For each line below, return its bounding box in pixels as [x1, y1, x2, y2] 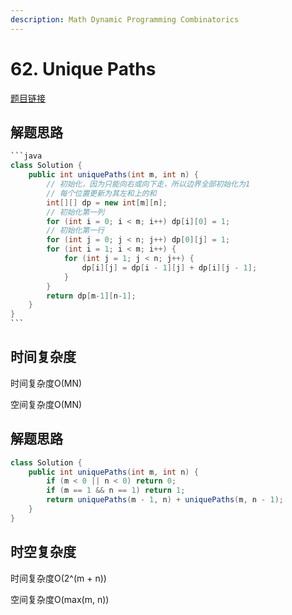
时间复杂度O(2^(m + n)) [10, 572, 107, 584]
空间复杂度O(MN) [10, 398, 83, 410]
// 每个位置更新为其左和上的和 [46, 188, 157, 198]
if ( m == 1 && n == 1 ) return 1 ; [46, 486, 186, 496]
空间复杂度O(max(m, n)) [10, 593, 110, 605]
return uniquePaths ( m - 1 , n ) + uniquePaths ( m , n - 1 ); [46, 495, 284, 505]
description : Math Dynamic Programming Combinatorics [10, 14, 240, 25]
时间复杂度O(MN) [10, 377, 83, 389]
